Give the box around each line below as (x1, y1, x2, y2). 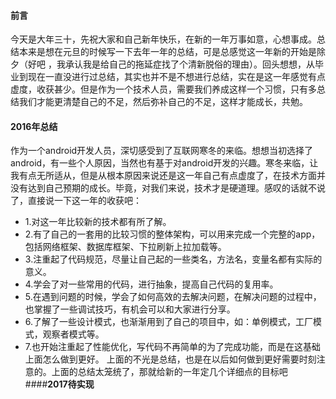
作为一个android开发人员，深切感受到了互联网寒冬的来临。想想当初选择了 (10, 145, 314, 157)
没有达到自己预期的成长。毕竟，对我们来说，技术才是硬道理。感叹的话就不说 (10, 182, 326, 194)
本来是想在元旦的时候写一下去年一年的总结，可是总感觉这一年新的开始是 (18, 46, 317, 58)
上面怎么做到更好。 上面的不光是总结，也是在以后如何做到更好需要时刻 (24, 353, 317, 365)
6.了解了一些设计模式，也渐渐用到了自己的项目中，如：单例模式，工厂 (24, 316, 314, 328)
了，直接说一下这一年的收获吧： (10, 195, 142, 207)
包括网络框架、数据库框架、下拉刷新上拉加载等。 (24, 241, 227, 253)
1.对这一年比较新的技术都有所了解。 (24, 216, 172, 228)
